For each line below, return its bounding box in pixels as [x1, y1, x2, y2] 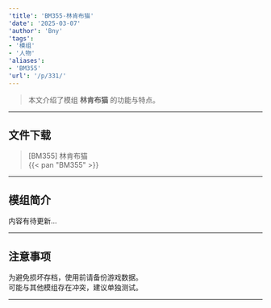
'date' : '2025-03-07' [8, 19, 81, 27]
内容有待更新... [8, 216, 58, 226]
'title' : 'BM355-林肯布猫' [8, 11, 94, 20]
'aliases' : [8, 57, 45, 65]
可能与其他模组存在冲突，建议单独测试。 [8, 283, 143, 293]
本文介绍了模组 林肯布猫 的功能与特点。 [27, 94, 160, 105]
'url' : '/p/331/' [8, 72, 67, 80]
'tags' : [8, 34, 35, 43]
